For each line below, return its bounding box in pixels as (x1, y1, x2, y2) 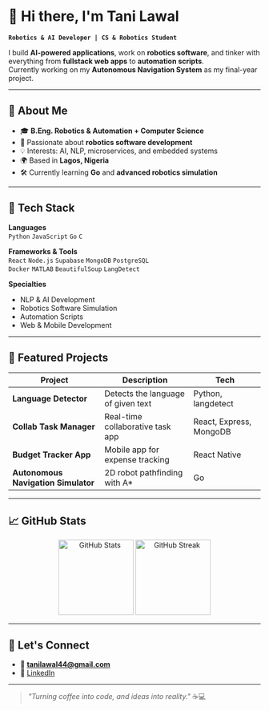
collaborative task (104, 421, 171, 432)
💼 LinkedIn (19, 669, 55, 677)
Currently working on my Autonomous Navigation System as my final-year (8, 64, 258, 75)
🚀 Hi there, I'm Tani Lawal (8, 7, 179, 26)
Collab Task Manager (12, 421, 95, 432)
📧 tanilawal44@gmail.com (19, 660, 110, 669)
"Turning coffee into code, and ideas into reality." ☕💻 (27, 692, 207, 701)
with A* (104, 477, 134, 488)
